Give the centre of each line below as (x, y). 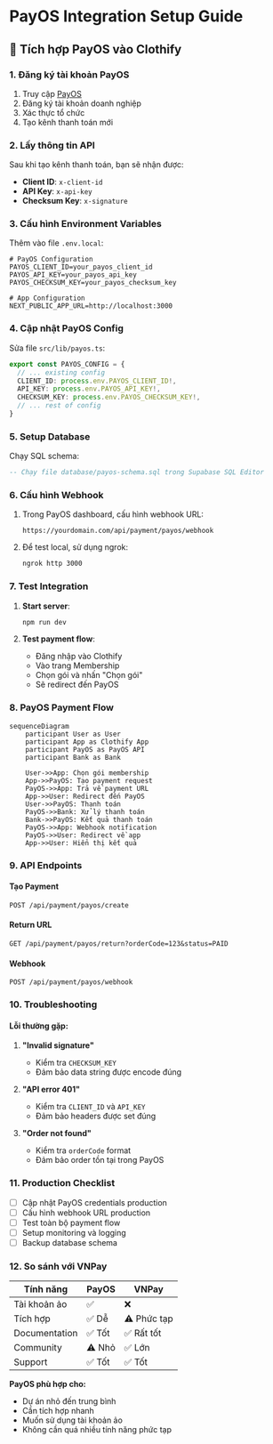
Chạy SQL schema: (44, 456)
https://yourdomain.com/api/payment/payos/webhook (118, 531)
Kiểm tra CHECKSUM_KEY (76, 1063)
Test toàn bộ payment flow (71, 1222)
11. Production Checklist (62, 1183)
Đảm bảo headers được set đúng (96, 1116)
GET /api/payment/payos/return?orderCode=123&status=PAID (119, 944)
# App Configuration (48, 298)
